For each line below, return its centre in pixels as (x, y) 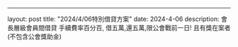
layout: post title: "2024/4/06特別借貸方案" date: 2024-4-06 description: (113, 19)
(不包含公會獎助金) (35, 36)
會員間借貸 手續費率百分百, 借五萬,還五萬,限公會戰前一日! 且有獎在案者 (128, 28)
